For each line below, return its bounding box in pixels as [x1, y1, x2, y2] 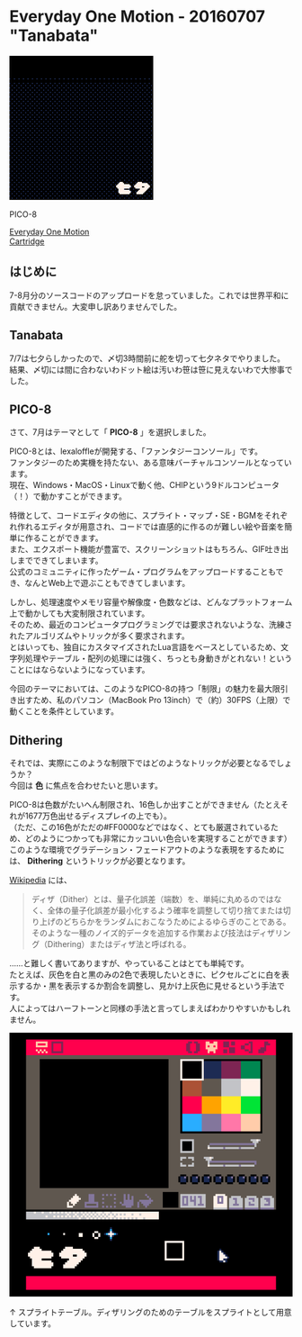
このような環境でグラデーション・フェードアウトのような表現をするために [9, 845, 285, 855]
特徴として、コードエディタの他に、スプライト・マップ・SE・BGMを [9, 510, 265, 521]
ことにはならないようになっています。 [9, 664, 150, 675]
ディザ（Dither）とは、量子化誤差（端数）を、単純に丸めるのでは [31, 894, 274, 905]
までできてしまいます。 [16, 556, 103, 566]
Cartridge [9, 236, 45, 247]
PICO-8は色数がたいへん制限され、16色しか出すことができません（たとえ [9, 799, 281, 810]
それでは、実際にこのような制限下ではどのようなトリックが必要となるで [9, 758, 277, 769]
